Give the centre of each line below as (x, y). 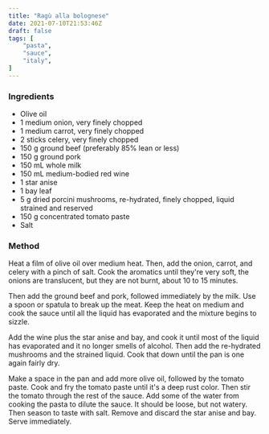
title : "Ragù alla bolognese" (59, 16)
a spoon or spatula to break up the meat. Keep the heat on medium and (126, 305)
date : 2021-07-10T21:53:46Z (55, 23)
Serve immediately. (40, 422)
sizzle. (19, 322)
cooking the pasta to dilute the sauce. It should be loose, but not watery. (128, 404)
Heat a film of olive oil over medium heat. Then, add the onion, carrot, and (130, 263)
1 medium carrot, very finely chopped (82, 131)
